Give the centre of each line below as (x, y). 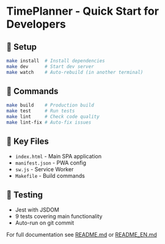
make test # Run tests (41, 111)
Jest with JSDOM (37, 210)
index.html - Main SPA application (58, 156)
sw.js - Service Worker (44, 169)
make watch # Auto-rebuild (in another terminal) (75, 72)
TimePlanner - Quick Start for (82, 11)
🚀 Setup (22, 47)
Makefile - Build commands (50, 176)
